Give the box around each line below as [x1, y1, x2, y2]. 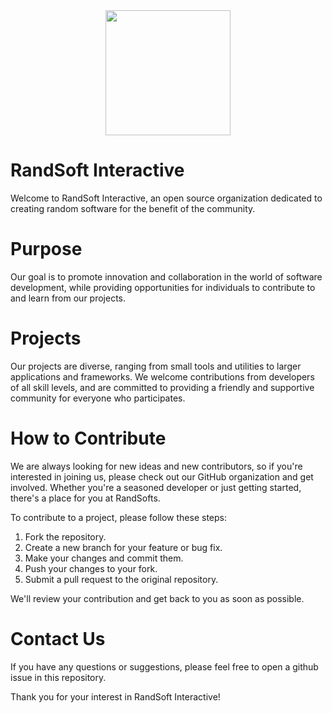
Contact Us [10, 627, 106, 650]
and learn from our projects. [10, 292, 127, 304]
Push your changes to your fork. [24, 562, 158, 574]
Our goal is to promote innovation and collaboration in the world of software [10, 270, 323, 283]
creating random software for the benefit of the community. [10, 202, 256, 214]
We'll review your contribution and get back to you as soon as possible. [10, 592, 305, 604]
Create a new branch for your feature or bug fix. [24, 541, 223, 553]
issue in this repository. [10, 671, 107, 683]
